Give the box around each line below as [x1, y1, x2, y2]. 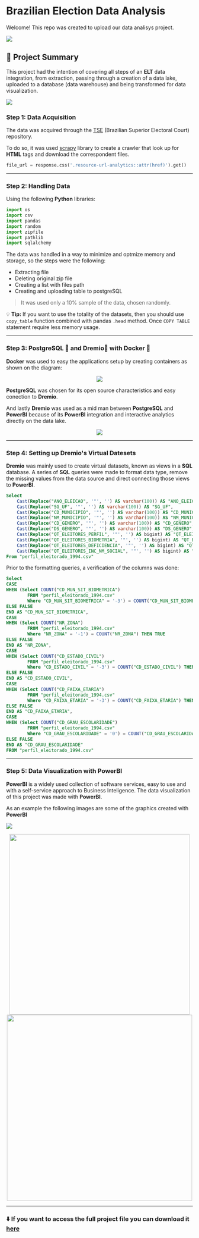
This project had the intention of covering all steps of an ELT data [6, 68, 166, 75]
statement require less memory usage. [6, 324, 101, 331]
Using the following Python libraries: [6, 195, 96, 203]
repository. [6, 133, 33, 140]
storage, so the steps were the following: [6, 257, 105, 264]
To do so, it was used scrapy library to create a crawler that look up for [6, 145, 179, 152]
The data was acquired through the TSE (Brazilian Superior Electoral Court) [6, 127, 190, 134]
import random [6, 223, 41, 230]
